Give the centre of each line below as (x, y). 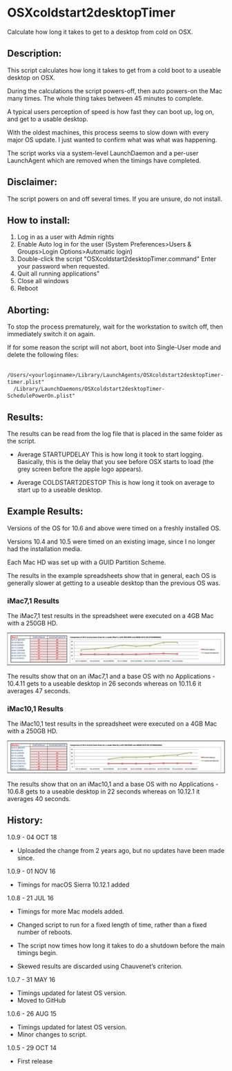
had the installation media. (45, 549)
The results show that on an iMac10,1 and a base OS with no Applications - (113, 784)
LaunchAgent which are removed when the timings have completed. (104, 160)
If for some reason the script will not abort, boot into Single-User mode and (114, 347)
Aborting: (28, 310)
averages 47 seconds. (39, 691)
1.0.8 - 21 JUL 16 (30, 898)
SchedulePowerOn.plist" (41, 396)
